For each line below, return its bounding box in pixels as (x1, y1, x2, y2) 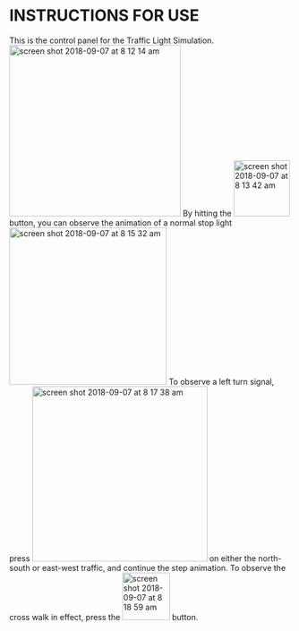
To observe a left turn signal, (168, 376, 275, 387)
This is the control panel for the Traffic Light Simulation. (9, 35, 215, 46)
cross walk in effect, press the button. (9, 611, 199, 622)
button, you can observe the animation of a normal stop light (9, 217, 233, 228)
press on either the (9, 552, 257, 564)
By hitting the (182, 208, 232, 218)
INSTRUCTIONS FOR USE (9, 5, 200, 26)
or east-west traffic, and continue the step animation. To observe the (31, 562, 286, 573)
